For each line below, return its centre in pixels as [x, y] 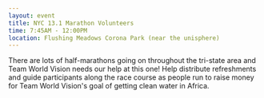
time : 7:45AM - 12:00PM [48, 30]
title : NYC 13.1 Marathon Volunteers [71, 23]
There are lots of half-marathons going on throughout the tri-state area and [132, 61]
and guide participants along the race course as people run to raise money [131, 77]
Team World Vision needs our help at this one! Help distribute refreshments [132, 69]
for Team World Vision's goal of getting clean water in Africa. [109, 86]
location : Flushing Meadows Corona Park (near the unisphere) [114, 38]
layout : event [32, 16]
